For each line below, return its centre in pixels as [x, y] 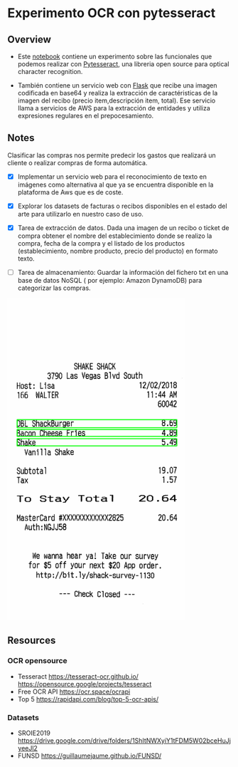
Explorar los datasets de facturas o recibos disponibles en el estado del [122, 206]
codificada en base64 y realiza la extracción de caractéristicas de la [118, 93]
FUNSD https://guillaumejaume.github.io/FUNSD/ [90, 756]
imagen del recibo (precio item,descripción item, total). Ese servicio [117, 100]
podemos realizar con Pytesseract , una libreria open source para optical [123, 64]
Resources [32, 641]
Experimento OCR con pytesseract [112, 13]
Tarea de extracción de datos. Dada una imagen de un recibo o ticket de [123, 228]
